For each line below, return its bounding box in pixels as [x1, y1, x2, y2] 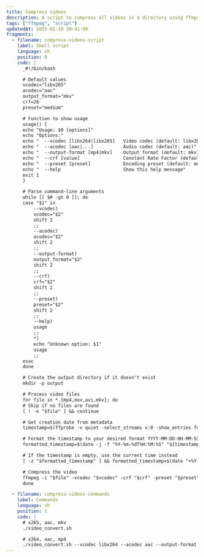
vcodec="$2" [33, 211, 64, 217]
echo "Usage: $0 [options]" [22, 127, 94, 133]
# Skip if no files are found [22, 402, 99, 409]
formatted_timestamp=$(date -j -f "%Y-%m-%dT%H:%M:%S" [22, 442, 165, 448]
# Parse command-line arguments [22, 189, 104, 195]
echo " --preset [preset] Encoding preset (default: [22, 160, 191, 167]
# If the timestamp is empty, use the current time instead [22, 453, 178, 459]
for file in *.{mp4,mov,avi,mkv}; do [22, 397, 118, 403]
